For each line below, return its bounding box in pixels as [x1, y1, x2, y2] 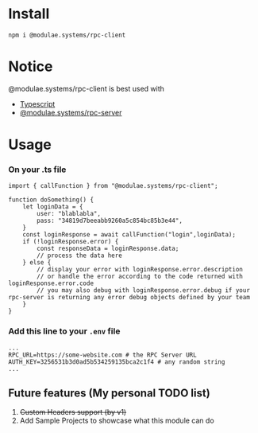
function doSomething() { [8, 196, 94, 204]
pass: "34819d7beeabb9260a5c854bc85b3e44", [37, 216, 183, 225]
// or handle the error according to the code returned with [37, 272, 244, 281]
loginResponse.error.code [8, 279, 94, 287]
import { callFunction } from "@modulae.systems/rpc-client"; [8, 182, 218, 190]
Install [8, 5, 50, 23]
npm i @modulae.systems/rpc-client [8, 31, 126, 39]
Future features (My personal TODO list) [8, 387, 210, 400]
